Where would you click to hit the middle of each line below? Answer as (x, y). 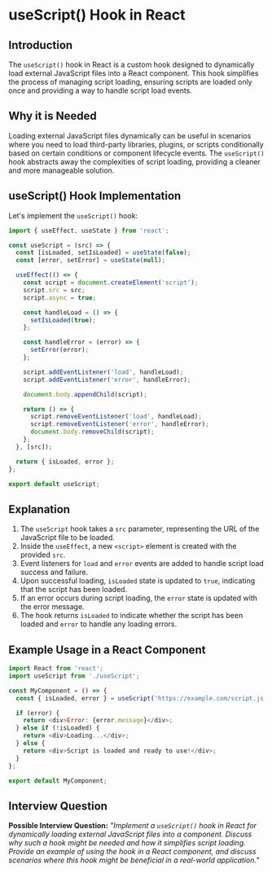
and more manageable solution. (61, 170)
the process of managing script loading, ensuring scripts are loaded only (130, 82)
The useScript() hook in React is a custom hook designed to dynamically (132, 64)
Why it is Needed (53, 116)
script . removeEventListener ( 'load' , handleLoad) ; (116, 417)
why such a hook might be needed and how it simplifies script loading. (127, 843)
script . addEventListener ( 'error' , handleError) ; (107, 379)
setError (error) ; (59, 350)
